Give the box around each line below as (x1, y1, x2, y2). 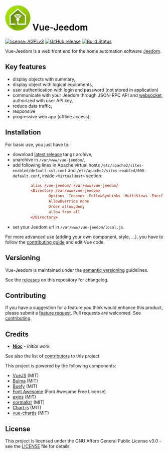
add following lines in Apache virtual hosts (12, 162, 100, 168)
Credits (5, 330, 29, 338)
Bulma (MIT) (12, 378, 39, 384)
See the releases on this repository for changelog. (5, 277, 109, 283)
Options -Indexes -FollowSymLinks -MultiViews (48, 194, 148, 199)
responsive (12, 108, 36, 114)
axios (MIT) (12, 394, 37, 400)
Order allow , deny (48, 204, 85, 209)
